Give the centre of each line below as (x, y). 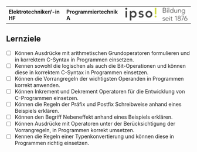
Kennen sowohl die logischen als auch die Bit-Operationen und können (100, 65)
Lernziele (23, 39)
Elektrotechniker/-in (34, 12)
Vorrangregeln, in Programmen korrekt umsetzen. (74, 130)
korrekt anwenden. (37, 85)
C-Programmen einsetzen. (47, 98)
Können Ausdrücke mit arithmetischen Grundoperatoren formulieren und (102, 53)
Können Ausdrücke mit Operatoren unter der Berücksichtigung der (95, 124)
